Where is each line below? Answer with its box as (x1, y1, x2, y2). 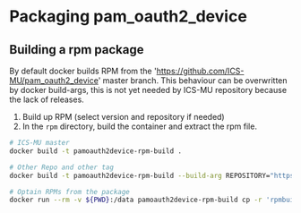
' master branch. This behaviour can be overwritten (98, 75, 288, 86)
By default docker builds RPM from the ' (9, 65, 157, 76)
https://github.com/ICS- (156, 65, 245, 76)
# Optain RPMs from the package (9, 187, 130, 196)
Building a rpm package (9, 42, 144, 57)
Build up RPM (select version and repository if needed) (21, 112, 226, 122)
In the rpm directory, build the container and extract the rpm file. (21, 121, 258, 132)
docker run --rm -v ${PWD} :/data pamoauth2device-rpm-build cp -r (9, 195, 262, 205)
